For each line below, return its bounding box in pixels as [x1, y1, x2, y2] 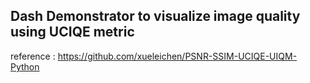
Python [10, 60, 40, 73]
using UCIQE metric [10, 24, 135, 41]
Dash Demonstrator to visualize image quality [10, 8, 301, 25]
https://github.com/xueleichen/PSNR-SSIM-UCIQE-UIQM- [57, 50, 298, 62]
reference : [10, 50, 56, 62]
